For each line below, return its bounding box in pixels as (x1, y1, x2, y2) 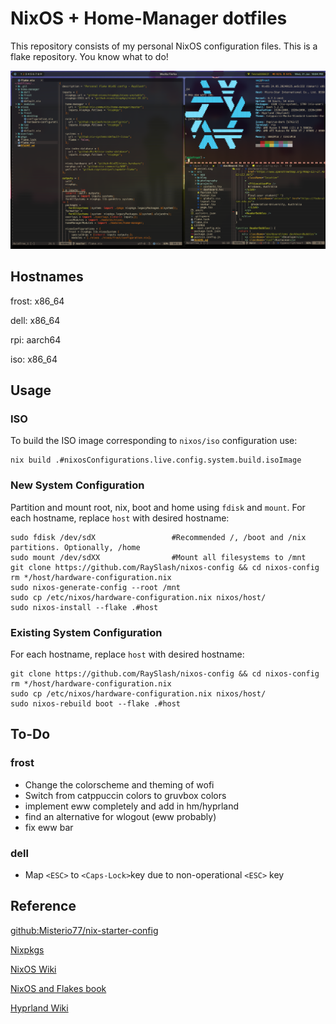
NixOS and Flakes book (10, 982, 107, 994)
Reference (10, 898, 77, 915)
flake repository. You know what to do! (10, 50, 169, 62)
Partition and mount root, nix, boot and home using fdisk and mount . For (10, 501, 306, 513)
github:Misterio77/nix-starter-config (10, 924, 159, 936)
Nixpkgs (10, 943, 45, 956)
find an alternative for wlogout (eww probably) (24, 810, 217, 822)
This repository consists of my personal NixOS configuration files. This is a (10, 40, 318, 52)
